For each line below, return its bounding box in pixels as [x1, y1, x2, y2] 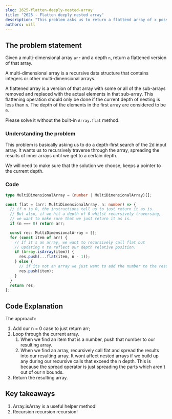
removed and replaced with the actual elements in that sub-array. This [5, 91, 154, 97]
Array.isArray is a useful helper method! [12, 403, 97, 409]
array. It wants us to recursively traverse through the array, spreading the [5, 147, 160, 153]
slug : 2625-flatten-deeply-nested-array [5, 7, 93, 13]
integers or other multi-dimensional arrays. [5, 76, 96, 82]
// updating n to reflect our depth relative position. [14, 245, 137, 250]
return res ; [10, 283, 36, 288]
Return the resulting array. [12, 375, 68, 381]
